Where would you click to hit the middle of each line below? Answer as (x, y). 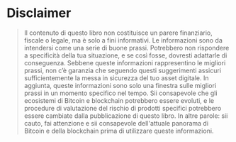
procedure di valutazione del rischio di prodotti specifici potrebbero (123, 108)
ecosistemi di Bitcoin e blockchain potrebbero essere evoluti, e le (119, 100)
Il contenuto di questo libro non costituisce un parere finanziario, (118, 33)
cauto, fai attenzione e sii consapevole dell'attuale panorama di (116, 123)
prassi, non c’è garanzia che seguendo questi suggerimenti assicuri (122, 70)
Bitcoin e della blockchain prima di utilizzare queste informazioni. (119, 131)
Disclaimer (39, 13)
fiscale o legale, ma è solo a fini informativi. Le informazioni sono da (123, 40)
